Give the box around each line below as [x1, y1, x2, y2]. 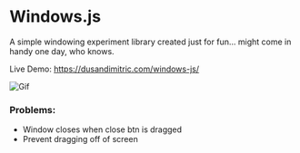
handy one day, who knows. [9, 45, 115, 56]
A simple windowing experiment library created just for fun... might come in [9, 36, 292, 47]
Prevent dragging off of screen [22, 134, 138, 145]
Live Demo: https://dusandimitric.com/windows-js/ [9, 63, 200, 74]
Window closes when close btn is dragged [22, 124, 183, 135]
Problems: [9, 103, 56, 116]
